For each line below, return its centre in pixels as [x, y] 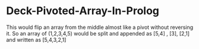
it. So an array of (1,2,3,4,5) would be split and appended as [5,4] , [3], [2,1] [98, 33]
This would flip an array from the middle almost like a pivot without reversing [100, 27]
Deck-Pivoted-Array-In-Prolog [83, 11]
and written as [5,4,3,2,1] [36, 40]
